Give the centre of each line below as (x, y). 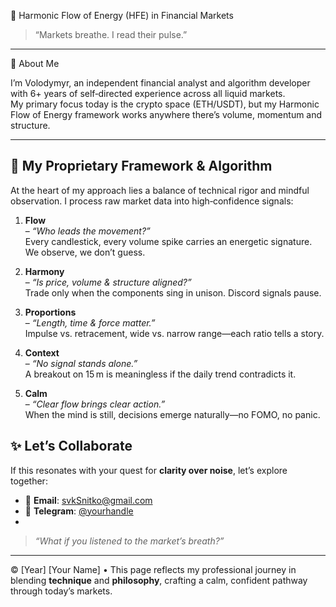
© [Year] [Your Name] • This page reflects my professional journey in (153, 569)
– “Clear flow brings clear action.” (95, 404)
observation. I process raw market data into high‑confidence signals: (152, 201)
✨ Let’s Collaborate (71, 446)
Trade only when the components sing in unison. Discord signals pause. (173, 292)
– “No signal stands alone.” (81, 363)
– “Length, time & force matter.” (90, 322)
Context (42, 352)
